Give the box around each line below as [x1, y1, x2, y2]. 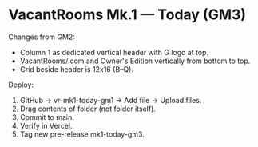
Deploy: [8, 80, 34, 89]
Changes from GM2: [8, 32, 76, 42]
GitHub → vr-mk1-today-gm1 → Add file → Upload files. [19, 95, 202, 105]
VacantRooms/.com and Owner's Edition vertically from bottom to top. [19, 56, 251, 66]
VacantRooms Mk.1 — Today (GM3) [8, 6, 246, 24]
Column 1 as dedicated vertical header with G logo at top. [19, 47, 209, 57]
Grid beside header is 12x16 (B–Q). [19, 64, 134, 73]
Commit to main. [19, 112, 74, 121]
